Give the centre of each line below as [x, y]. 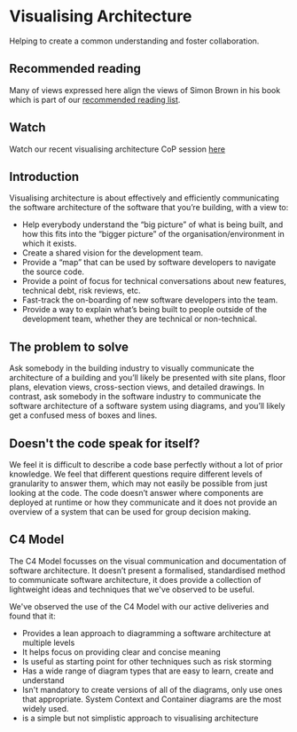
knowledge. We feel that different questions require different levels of [136, 474]
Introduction [44, 176]
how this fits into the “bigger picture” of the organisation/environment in [153, 234]
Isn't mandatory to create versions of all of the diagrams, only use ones [152, 689]
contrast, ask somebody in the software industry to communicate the [135, 397]
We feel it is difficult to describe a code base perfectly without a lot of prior [146, 464]
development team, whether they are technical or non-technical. [139, 319]
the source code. [53, 272]
